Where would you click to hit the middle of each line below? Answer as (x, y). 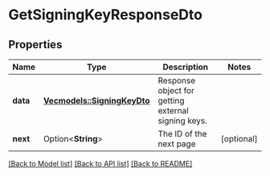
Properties (35, 45)
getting (171, 100)
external (173, 111)
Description (186, 67)
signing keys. (182, 121)
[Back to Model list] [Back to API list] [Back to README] (100, 164)
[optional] (239, 139)
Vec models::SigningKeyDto (96, 100)
